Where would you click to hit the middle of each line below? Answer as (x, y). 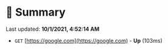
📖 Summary (36, 12)
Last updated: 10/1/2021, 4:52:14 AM (53, 29)
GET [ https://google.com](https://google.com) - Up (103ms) (88, 40)
